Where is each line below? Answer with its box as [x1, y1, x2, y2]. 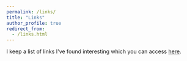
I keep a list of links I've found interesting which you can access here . [6, 48, 182, 55]
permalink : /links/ [6, 8, 56, 15]
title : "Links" [6, 14, 45, 21]
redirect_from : [6, 25, 45, 32]
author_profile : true [6, 20, 62, 26]
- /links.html [12, 31, 48, 37]
